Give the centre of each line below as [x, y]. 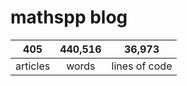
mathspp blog [69, 17]
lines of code [142, 66]
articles [33, 66]
